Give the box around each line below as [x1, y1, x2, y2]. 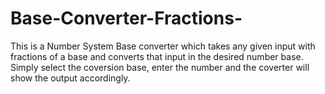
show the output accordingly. [10, 72, 131, 84]
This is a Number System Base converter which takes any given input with [10, 40, 316, 52]
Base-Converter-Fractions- [10, 7, 243, 30]
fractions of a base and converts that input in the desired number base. [10, 50, 304, 62]
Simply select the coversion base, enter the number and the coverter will [10, 61, 310, 73]
